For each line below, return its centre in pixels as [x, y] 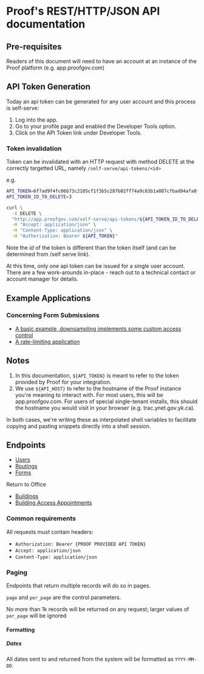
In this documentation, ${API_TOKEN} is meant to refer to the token [97, 375]
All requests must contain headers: [50, 532]
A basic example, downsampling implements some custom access [98, 328]
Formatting [21, 630]
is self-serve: [23, 108]
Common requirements [41, 519]
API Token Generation [49, 87]
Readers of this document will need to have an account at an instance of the [102, 61]
